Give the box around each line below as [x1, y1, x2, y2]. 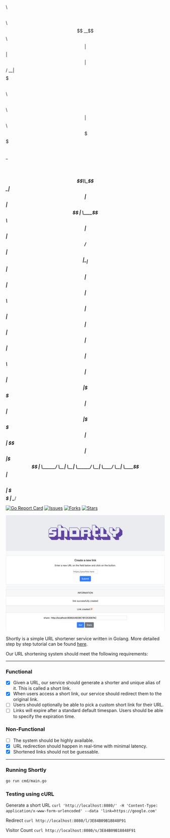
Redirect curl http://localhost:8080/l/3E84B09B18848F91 [6, 817, 126, 823]
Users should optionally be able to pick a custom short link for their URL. [13, 702, 164, 708]
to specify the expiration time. [13, 713, 75, 719]
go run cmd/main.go [6, 778, 47, 784]
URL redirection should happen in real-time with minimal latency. [13, 743, 148, 749]
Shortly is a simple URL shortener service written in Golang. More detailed [6, 636, 160, 641]
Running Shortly [6, 766, 47, 773]
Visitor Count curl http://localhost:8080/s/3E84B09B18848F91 [6, 827, 136, 833]
